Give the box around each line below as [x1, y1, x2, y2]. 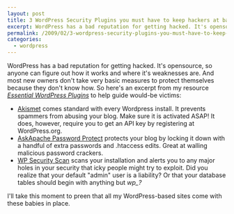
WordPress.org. [17, 126, 63, 135]
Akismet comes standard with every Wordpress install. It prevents [17, 105, 206, 113]
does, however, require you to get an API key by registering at [17, 120, 195, 127]
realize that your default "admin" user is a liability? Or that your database [17, 171, 226, 179]
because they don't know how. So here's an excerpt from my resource [7, 84, 209, 92]
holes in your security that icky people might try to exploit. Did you [17, 164, 208, 172]
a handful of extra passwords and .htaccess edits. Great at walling [17, 142, 208, 149]
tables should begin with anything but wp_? [17, 179, 142, 186]
